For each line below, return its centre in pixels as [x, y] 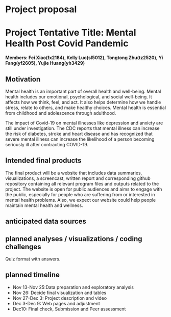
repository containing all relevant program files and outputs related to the [82, 183]
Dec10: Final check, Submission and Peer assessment [69, 309]
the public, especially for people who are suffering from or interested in [80, 194]
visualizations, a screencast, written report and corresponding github [78, 178]
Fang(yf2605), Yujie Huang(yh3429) [45, 63]
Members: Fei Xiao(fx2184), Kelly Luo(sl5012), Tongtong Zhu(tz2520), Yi [84, 58]
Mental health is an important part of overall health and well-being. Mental [83, 91]
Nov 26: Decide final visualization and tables [59, 293]
